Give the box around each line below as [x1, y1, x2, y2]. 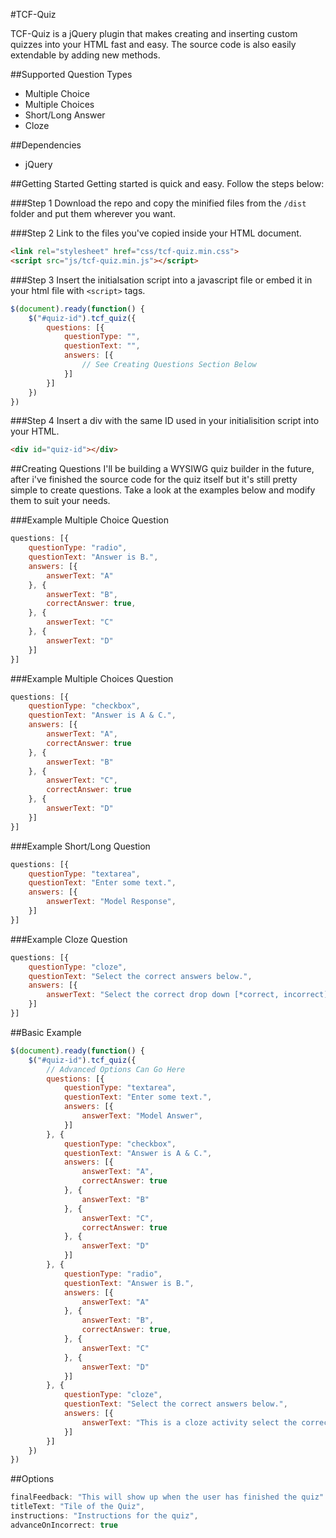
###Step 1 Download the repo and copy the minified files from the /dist [10, 197, 307, 209]
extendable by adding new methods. [10, 49, 161, 61]
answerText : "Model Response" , [46, 897, 177, 907]
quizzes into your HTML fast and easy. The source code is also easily [10, 39, 297, 50]
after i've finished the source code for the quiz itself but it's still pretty [10, 474, 298, 486]
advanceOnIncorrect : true [10, 1520, 118, 1530]
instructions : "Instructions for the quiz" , [10, 1511, 199, 1521]
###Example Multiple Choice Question [10, 514, 169, 526]
